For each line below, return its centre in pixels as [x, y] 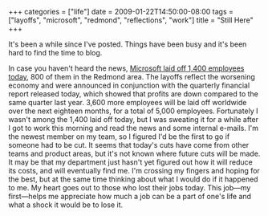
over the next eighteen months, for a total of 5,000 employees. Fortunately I [133, 111]
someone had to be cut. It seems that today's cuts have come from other [129, 145]
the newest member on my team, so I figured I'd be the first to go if [119, 137]
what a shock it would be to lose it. [66, 205]
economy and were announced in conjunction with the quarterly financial [129, 85]
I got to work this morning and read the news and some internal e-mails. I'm [134, 128]
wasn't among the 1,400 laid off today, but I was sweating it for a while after [134, 119]
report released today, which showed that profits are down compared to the [133, 94]
